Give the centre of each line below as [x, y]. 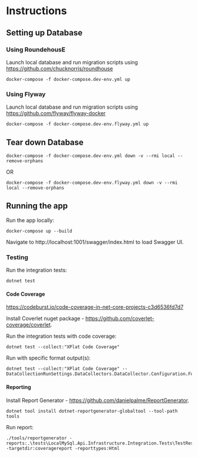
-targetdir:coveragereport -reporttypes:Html [63, 448]
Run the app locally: [30, 220]
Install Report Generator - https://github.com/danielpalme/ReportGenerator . [98, 400]
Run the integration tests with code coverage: [61, 336]
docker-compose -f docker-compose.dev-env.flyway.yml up [77, 124]
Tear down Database [45, 142]
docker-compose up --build [39, 231]
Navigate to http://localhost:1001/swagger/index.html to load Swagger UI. [95, 242]
